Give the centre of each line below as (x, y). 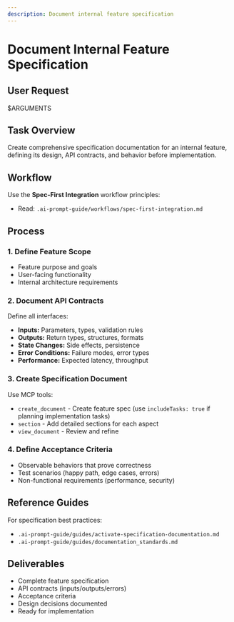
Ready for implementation (56, 611)
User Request (38, 91)
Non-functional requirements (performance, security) (96, 480)
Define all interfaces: (38, 316)
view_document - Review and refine (68, 431)
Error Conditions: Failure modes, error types (83, 353)
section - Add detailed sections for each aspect (88, 423)
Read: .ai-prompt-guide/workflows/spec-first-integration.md (110, 209)
